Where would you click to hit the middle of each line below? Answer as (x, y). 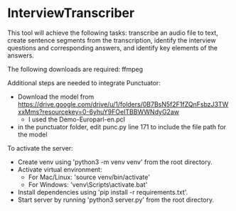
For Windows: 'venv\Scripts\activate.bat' (88, 184)
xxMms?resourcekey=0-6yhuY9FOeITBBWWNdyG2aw (98, 112)
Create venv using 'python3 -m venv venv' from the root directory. (115, 162)
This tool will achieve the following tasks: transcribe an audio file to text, (113, 33)
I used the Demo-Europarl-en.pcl (77, 119)
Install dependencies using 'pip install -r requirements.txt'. (103, 192)
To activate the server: (40, 148)
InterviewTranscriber (71, 13)
